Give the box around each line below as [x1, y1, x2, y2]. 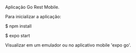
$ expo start [5, 33, 30, 38]
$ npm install [5, 23, 32, 29]
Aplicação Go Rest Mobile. [5, 4, 60, 10]
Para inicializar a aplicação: [5, 14, 61, 19]
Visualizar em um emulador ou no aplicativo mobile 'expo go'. [5, 42, 131, 48]
